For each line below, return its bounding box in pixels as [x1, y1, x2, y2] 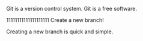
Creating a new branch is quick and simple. [6, 28, 114, 35]
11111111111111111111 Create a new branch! [6, 17, 104, 23]
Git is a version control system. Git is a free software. [6, 5, 137, 12]
